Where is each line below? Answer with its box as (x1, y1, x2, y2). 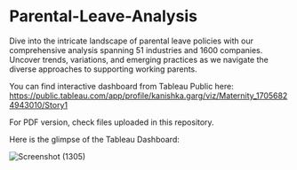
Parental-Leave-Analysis (9, 6, 198, 27)
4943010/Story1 (9, 99, 68, 110)
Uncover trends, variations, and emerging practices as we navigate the (9, 54, 269, 65)
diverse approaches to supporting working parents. (9, 64, 197, 74)
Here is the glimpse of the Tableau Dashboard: (9, 134, 180, 144)
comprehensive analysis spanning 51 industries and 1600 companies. (9, 44, 263, 55)
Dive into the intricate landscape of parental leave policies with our (9, 35, 253, 46)
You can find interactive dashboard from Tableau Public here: (9, 81, 234, 91)
